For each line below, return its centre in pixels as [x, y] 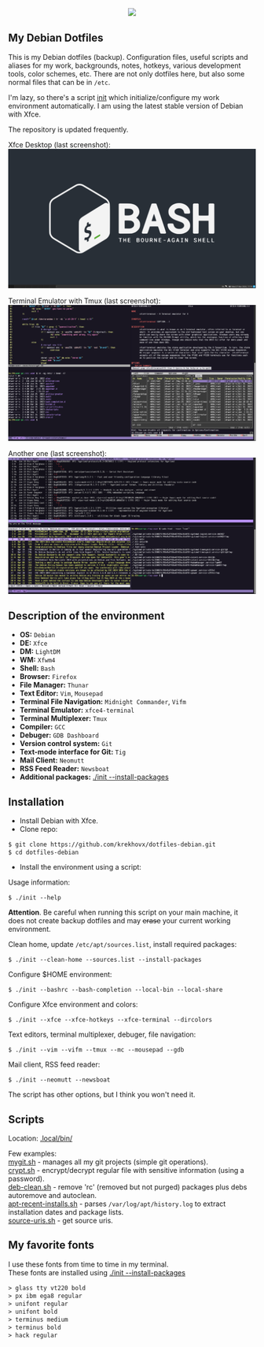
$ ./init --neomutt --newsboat [59, 1080]
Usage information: [39, 882]
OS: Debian [37, 635]
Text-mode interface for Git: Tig [73, 752]
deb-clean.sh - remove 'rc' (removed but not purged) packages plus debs [128, 1187]
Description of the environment [86, 616]
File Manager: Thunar [54, 685]
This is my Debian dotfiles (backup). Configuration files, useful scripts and [128, 57]
